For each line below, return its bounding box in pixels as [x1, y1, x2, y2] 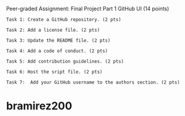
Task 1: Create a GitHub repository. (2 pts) [6, 17, 121, 23]
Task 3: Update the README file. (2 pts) [6, 38, 111, 44]
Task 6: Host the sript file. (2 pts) [6, 69, 103, 75]
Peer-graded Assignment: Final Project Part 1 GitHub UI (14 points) [6, 5, 169, 12]
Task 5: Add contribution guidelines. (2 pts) [6, 59, 124, 65]
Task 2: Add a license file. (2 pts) [6, 27, 100, 33]
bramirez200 [6, 99, 73, 113]
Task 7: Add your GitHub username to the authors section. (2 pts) [6, 80, 180, 86]
